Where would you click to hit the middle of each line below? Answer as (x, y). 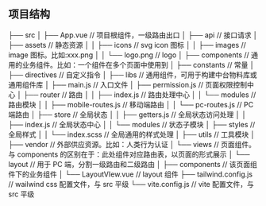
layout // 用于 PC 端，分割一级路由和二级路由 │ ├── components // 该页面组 (133, 164)
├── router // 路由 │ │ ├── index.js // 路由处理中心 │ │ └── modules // (140, 95)
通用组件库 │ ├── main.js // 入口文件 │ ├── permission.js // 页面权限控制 (128, 84)
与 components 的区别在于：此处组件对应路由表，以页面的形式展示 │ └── (129, 154)
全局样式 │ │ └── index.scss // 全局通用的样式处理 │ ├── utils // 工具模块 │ (132, 134)
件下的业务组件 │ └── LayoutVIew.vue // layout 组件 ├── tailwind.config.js (130, 174)
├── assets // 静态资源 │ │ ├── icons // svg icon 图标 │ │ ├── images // (127, 45)
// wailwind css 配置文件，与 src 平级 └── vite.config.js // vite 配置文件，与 (131, 184)
